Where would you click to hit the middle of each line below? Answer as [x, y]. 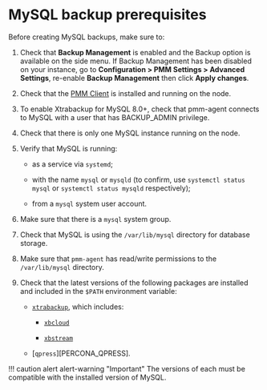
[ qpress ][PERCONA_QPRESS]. [81, 353]
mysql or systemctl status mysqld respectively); [111, 188]
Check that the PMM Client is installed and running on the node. [125, 93]
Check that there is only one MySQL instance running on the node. [130, 133]
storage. [34, 243]
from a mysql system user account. [89, 203]
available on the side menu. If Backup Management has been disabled [136, 61]
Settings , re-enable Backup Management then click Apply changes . [134, 78]
